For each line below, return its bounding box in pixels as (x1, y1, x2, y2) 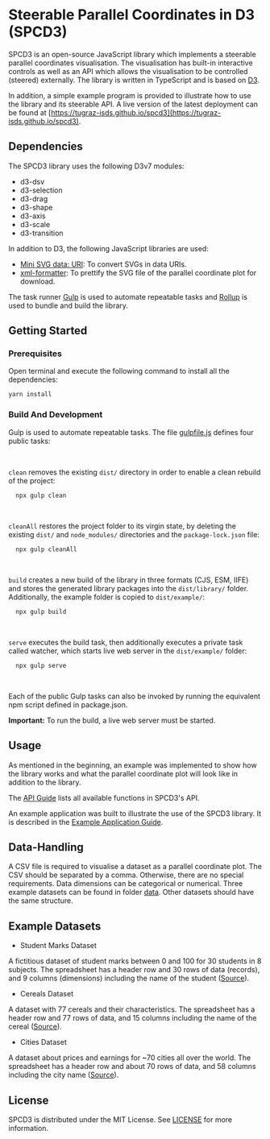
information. (8, 1123, 49, 1133)
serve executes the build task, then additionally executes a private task (8, 637, 243, 647)
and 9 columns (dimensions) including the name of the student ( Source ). (8, 973, 250, 984)
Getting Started (8, 324, 88, 338)
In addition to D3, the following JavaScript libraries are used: (8, 243, 210, 253)
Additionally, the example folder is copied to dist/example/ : (8, 592, 206, 602)
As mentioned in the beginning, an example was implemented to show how (8, 760, 257, 770)
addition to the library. (8, 777, 81, 787)
